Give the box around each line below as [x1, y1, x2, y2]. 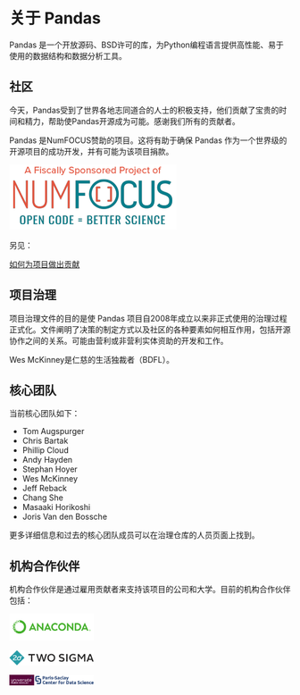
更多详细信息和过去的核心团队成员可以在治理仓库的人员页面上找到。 [9, 530, 260, 540]
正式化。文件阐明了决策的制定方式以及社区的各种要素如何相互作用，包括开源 [9, 323, 291, 335]
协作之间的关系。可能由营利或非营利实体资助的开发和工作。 [9, 335, 229, 346]
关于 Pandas [9, 8, 101, 29]
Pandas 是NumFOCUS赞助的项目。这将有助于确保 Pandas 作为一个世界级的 [9, 135, 287, 146]
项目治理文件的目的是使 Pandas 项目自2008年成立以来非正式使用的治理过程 [9, 313, 287, 323]
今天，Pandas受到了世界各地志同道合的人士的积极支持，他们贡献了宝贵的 [9, 105, 279, 115]
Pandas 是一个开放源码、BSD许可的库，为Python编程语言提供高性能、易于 [9, 39, 284, 50]
